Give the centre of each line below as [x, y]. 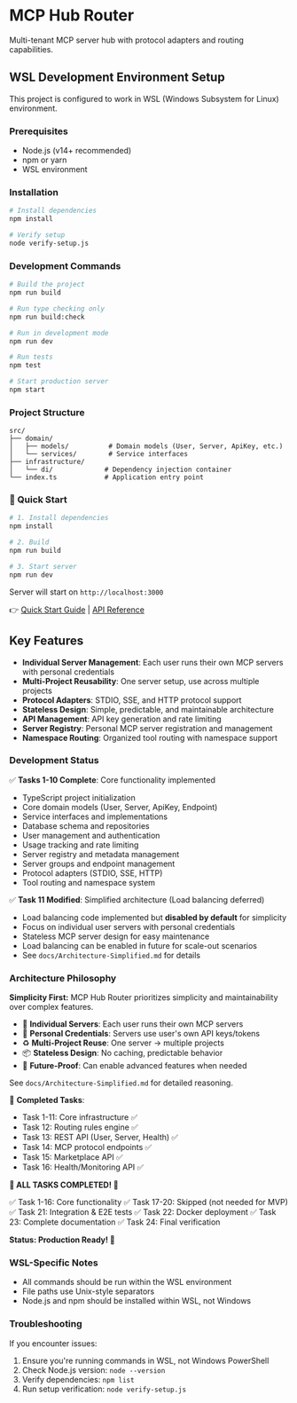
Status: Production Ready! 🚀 [62, 1240]
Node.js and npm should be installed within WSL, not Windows [137, 1301]
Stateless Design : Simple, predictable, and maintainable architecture [148, 709]
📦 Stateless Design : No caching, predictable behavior [122, 1053]
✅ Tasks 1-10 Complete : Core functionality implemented [112, 780]
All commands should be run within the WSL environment [127, 1282]
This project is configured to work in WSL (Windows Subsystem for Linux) [144, 99]
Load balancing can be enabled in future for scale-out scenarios [139, 945]
